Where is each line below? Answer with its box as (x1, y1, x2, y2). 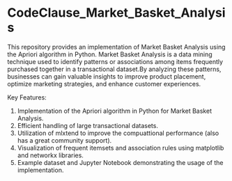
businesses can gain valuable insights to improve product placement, (7, 72, 206, 81)
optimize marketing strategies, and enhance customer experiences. (7, 79, 201, 88)
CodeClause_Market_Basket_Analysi (7, 5, 226, 21)
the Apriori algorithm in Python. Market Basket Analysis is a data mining (7, 50, 212, 58)
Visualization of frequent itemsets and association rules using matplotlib (17, 143, 224, 152)
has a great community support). (17, 136, 112, 144)
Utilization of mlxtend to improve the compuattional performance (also (17, 129, 219, 137)
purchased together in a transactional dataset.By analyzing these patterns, (7, 65, 222, 73)
